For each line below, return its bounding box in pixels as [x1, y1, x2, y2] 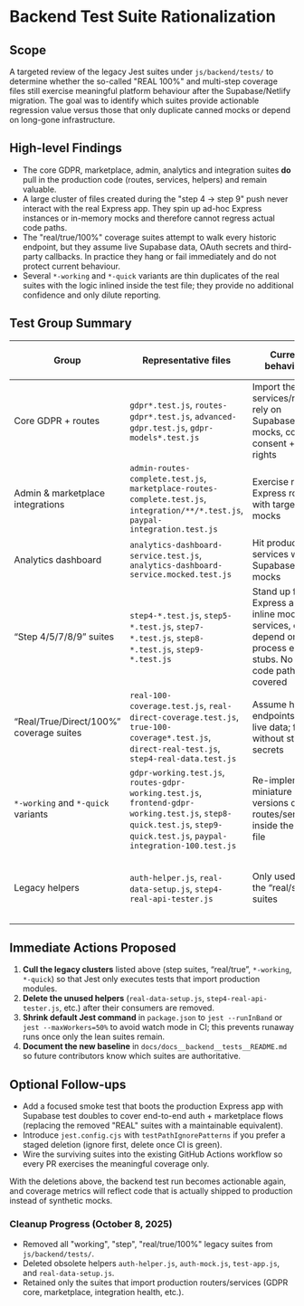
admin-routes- [129, 463, 191, 473]
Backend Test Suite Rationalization [9, 6, 276, 27]
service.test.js [129, 550, 200, 561]
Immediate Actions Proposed [9, 941, 176, 956]
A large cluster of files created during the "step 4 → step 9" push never [22, 193, 289, 204]
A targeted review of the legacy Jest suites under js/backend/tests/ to [9, 66, 274, 77]
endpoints [252, 709, 296, 722]
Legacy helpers [14, 881, 80, 894]
